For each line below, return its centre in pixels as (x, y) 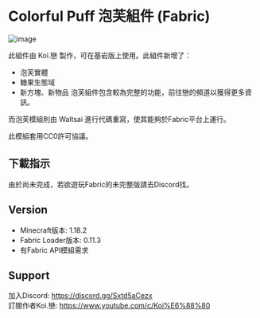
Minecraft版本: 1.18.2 (53, 230)
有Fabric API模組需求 (54, 250)
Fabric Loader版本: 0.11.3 (60, 240)
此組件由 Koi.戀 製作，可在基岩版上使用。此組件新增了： (100, 55)
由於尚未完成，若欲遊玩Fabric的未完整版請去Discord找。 (101, 184)
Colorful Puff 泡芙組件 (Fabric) (109, 16)
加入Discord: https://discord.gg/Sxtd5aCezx (80, 296)
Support (29, 275)
